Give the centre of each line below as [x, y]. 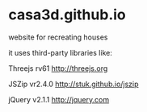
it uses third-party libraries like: [61, 52]
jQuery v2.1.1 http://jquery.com [59, 99]
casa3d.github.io [67, 15]
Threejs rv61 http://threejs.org [58, 68]
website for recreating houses [58, 37]
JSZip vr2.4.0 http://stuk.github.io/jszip [73, 84]
